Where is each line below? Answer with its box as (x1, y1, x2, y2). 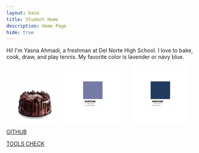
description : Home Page (6, 23, 67, 29)
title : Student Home (6, 16, 59, 23)
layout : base (6, 10, 40, 16)
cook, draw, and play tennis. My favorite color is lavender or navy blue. (6, 53, 184, 61)
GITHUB (6, 129, 27, 136)
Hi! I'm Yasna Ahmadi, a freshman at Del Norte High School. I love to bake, (6, 47, 194, 54)
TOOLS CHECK (6, 140, 45, 147)
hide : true (6, 29, 34, 35)
